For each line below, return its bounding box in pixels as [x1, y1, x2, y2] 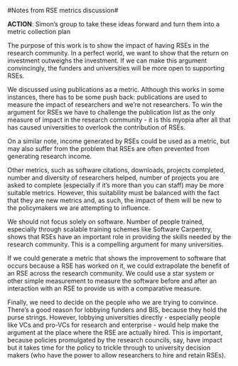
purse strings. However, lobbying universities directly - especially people [7, 313, 221, 321]
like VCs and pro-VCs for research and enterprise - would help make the [7, 320, 219, 329]
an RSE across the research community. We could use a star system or [7, 269, 215, 277]
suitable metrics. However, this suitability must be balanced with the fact [7, 189, 220, 197]
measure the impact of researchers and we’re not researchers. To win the [7, 100, 222, 109]
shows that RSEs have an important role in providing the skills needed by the [7, 233, 232, 241]
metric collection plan [7, 28, 71, 36]
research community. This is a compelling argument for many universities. [7, 240, 224, 249]
